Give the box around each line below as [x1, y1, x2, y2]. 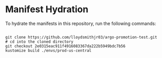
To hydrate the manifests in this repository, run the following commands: [5, 20, 156, 26]
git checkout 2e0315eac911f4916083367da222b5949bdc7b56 [5, 43, 126, 49]
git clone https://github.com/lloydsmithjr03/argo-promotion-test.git [5, 35, 157, 40]
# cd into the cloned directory [5, 39, 73, 44]
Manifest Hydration [5, 4, 89, 15]
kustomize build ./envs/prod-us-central [5, 48, 92, 53]
